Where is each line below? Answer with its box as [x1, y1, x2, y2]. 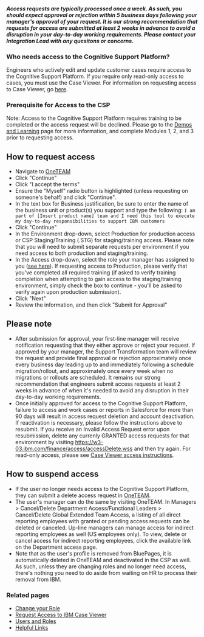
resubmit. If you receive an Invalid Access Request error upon [15, 425, 170, 433]
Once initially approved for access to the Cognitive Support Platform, [15, 399, 188, 407]
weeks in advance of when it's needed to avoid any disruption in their [15, 386, 189, 394]
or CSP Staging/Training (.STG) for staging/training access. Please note [15, 237, 194, 243]
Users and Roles [15, 618, 56, 625]
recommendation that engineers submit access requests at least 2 [15, 380, 181, 388]
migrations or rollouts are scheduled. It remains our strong [15, 374, 161, 381]
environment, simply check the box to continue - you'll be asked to [15, 282, 182, 289]
